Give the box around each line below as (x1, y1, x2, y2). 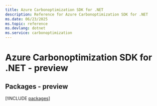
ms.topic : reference (5, 21, 48, 26)
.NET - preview (5, 63, 68, 74)
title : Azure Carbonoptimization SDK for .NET (5, 7, 104, 12)
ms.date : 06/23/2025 (5, 16, 48, 21)
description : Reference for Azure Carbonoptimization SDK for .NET (5, 12, 149, 17)
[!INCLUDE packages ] (5, 96, 50, 101)
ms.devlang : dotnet (5, 26, 46, 31)
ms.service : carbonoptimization (5, 30, 72, 35)
